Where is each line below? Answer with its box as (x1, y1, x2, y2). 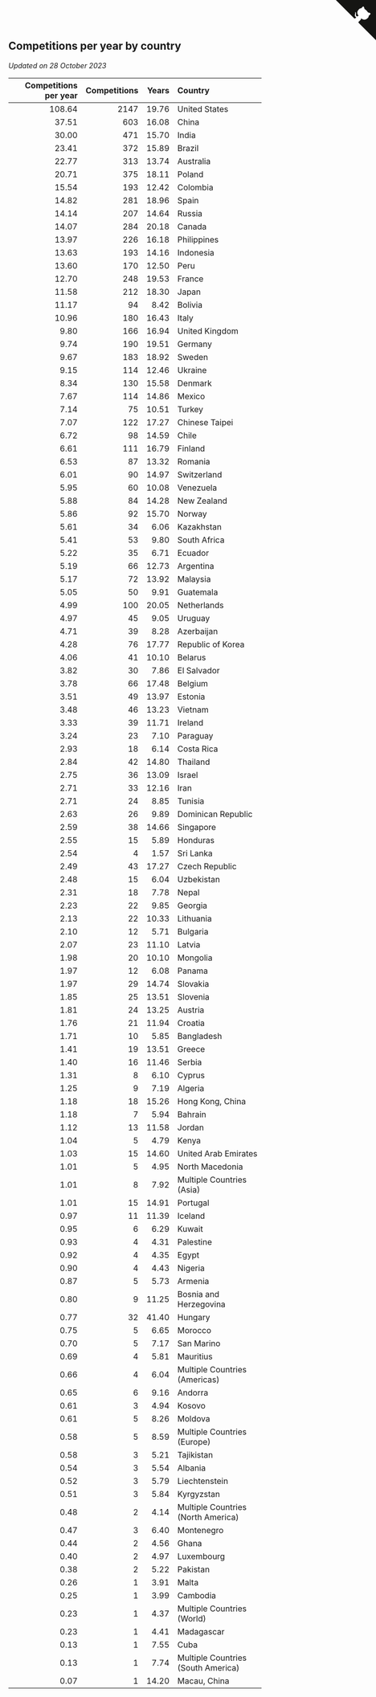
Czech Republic (177, 861, 237, 872)
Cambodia (177, 1589, 217, 1601)
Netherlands (177, 599, 224, 611)
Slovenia (177, 991, 210, 1002)
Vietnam (177, 704, 209, 715)
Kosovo (177, 1400, 206, 1411)
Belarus (177, 652, 206, 663)
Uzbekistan (177, 873, 221, 885)
